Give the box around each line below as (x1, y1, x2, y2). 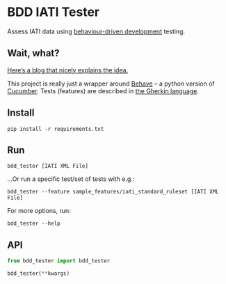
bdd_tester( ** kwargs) (7, 270, 70, 277)
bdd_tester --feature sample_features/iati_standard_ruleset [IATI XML (7, 189, 219, 196)
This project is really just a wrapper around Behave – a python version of (7, 79, 216, 88)
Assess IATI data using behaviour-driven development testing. (7, 27, 186, 35)
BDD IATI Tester (7, 4, 99, 20)
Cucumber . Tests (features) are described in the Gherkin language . (7, 86, 200, 95)
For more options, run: (7, 207, 71, 215)
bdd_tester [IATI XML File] (7, 163, 89, 170)
